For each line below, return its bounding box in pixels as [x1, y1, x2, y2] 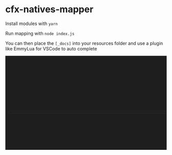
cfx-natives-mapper [5, 4, 94, 15]
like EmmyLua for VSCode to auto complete [5, 45, 97, 51]
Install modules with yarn [5, 20, 58, 27]
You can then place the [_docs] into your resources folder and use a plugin [5, 40, 163, 46]
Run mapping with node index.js [5, 30, 75, 36]
